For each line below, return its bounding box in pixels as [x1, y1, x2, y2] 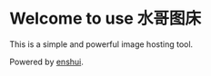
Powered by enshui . [9, 56, 85, 67]
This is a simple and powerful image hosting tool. [9, 38, 194, 50]
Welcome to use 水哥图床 [9, 8, 202, 29]
